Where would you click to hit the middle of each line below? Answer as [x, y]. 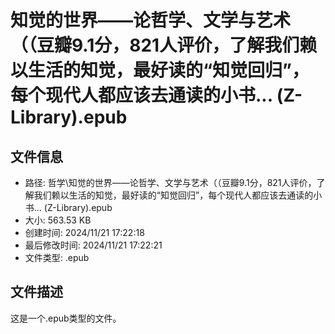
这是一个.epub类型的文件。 [66, 318]
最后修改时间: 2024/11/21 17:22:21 [93, 245]
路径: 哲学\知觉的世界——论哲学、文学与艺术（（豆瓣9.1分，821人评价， [170, 182]
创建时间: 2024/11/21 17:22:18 [84, 232]
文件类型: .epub [57, 257]
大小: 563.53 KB [58, 220]
